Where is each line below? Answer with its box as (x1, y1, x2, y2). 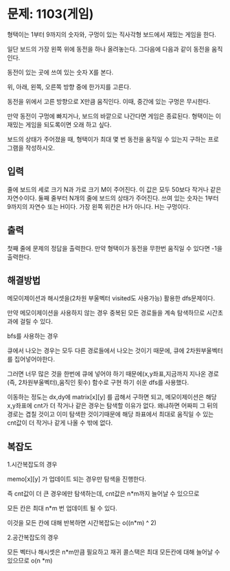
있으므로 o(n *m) (7, 557, 53, 565)
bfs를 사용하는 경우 (7, 332, 58, 340)
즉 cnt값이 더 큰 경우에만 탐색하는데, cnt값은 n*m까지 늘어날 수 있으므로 (7, 489, 200, 498)
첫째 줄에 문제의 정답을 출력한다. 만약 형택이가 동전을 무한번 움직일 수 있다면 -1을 (7, 244, 223, 252)
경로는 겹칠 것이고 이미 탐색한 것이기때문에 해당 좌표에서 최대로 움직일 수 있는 (7, 410, 214, 418)
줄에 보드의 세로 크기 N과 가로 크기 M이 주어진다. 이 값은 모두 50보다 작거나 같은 (7, 185, 222, 193)
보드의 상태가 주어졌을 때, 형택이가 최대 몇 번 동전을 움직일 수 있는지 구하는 (7, 135, 207, 143)
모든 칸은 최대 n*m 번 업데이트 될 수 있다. (7, 504, 118, 513)
